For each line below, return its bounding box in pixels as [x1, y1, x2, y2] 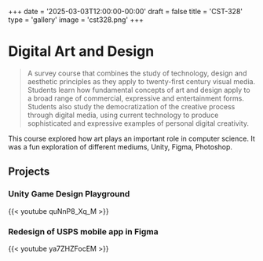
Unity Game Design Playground [8, 189, 130, 200]
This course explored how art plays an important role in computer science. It [8, 134, 255, 143]
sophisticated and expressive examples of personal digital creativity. [27, 118, 250, 128]
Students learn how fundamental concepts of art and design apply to [27, 85, 250, 94]
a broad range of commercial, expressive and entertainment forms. [27, 94, 245, 103]
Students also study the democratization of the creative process [27, 101, 236, 111]
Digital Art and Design [8, 42, 155, 61]
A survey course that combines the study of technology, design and [27, 68, 247, 78]
